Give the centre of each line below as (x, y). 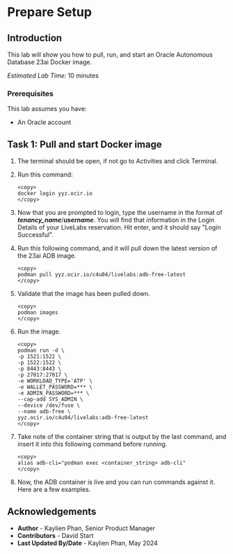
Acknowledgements (52, 511)
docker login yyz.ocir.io (55, 194)
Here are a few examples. (54, 490)
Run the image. (39, 331)
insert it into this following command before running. (92, 444)
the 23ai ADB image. (47, 256)
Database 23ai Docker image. (50, 62)
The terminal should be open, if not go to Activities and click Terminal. (118, 161)
